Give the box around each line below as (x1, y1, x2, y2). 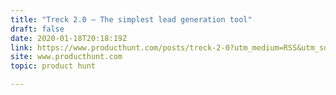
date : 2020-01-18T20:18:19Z (10, 33, 128, 43)
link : (10, 42, 33, 53)
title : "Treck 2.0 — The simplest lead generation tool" (10, 14, 253, 25)
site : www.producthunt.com (10, 52, 123, 62)
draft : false (10, 24, 65, 34)
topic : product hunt (10, 61, 97, 71)
